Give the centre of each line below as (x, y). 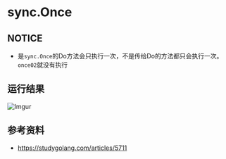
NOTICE (25, 38)
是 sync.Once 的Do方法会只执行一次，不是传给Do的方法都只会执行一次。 (120, 56)
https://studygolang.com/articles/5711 (72, 148)
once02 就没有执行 (43, 65)
